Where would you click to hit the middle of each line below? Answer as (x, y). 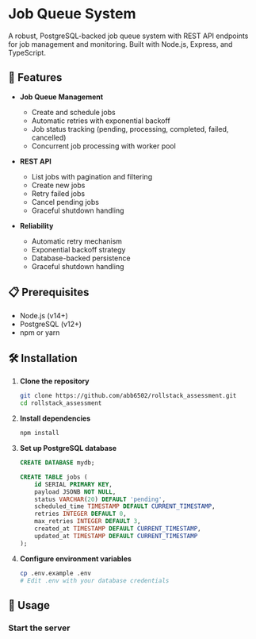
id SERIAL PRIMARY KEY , (73, 484)
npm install (39, 433)
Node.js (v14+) (44, 315)
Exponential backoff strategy (78, 249)
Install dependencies (55, 418)
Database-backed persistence (81, 258)
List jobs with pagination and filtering (92, 176)
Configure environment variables (76, 558)
